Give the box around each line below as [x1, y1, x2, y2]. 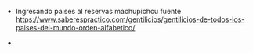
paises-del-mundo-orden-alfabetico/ [15, 23, 136, 32]
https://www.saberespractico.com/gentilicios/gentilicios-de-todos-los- [15, 15, 245, 24]
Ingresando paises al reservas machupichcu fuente [15, 7, 182, 16]
